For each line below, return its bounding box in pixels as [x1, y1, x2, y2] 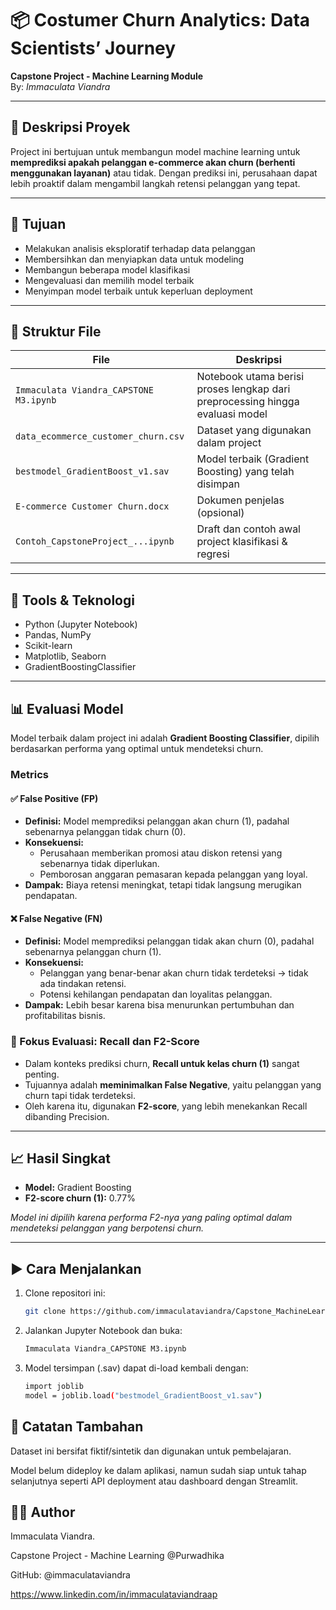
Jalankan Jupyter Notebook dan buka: [24, 1325, 183, 1337]
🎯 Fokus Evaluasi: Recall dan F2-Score [10, 1035, 200, 1049]
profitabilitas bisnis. [24, 1010, 106, 1022]
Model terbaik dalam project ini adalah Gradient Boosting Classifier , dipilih [10, 732, 320, 744]
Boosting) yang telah [196, 465, 295, 479]
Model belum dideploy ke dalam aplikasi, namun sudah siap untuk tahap [10, 1464, 307, 1476]
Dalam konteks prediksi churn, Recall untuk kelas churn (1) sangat [24, 1057, 300, 1069]
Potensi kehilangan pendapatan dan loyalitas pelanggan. [39, 988, 273, 1001]
